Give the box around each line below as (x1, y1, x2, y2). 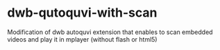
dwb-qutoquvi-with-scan (7, 5, 158, 21)
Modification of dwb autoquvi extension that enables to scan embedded (7, 28, 213, 36)
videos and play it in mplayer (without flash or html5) (7, 35, 158, 43)
